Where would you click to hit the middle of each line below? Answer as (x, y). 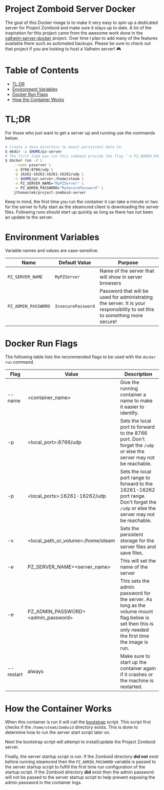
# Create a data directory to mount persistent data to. (64, 147)
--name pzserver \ (32, 165)
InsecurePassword (75, 306)
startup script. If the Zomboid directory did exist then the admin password (79, 772)
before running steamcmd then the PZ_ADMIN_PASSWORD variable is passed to (81, 762)
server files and (138, 547)
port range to (135, 478)
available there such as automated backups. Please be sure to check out (78, 43)
